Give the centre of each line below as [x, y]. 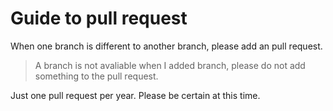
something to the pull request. [96, 76]
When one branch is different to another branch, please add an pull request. [166, 46]
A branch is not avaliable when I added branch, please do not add [170, 65]
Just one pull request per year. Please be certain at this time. [135, 95]
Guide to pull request [99, 18]
